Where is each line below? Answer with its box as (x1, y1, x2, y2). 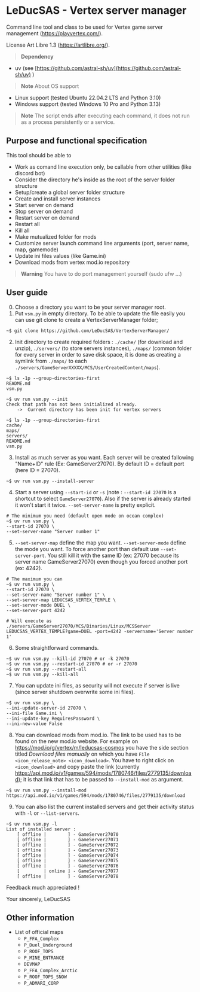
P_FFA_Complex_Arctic (23, 967, 78, 974)
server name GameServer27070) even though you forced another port (14, 558, 188, 565)
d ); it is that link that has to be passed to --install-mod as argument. (14, 775, 184, 783)
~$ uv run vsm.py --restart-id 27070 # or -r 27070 (6, 661, 137, 667)
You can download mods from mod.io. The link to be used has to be (14, 731, 182, 738)
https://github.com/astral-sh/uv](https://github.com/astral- (36, 64, 181, 72)
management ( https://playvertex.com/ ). (6, 29, 103, 36)
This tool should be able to (6, 151, 72, 159)
